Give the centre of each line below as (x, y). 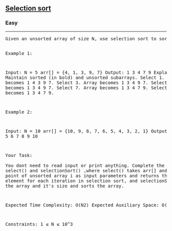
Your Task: (19, 155)
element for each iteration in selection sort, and (72, 181)
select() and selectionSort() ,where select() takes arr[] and (86, 171)
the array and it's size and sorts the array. (65, 186)
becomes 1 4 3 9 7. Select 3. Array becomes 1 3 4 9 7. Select (86, 83)
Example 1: (19, 53)
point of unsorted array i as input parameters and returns (82, 176)
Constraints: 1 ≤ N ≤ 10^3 (39, 224)
